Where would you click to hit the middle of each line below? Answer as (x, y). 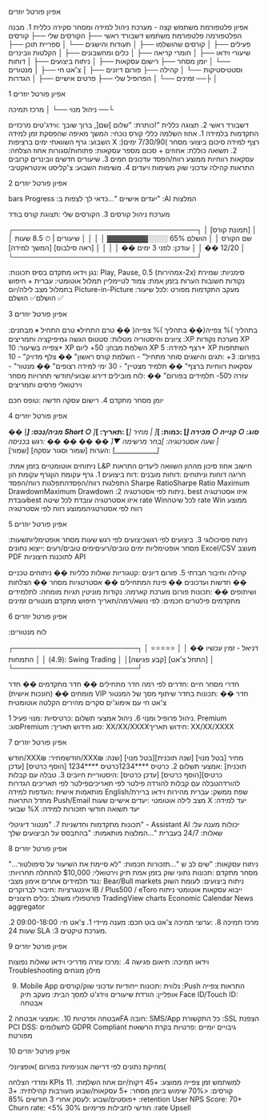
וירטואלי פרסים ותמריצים (45, 385)
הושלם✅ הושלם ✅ (36, 298)
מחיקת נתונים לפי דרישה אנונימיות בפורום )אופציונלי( (87, 1067)
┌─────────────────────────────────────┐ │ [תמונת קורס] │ (133, 229)
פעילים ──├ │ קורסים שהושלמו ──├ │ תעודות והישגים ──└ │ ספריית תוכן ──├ (130, 44)
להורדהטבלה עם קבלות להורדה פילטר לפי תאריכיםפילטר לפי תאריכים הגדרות (124, 783)
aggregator (27, 907)
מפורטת (21, 1035)
